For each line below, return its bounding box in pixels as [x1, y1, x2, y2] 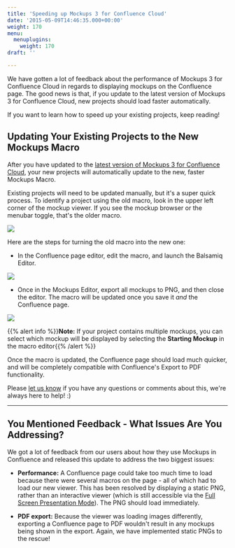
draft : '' [7, 50, 36, 57]
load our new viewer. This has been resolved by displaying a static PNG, [17, 484, 226, 492]
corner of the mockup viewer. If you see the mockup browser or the [7, 204, 203, 212]
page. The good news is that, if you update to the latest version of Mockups [7, 89, 226, 98]
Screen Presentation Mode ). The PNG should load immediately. [17, 498, 200, 507]
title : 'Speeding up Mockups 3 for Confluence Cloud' [7, 10, 168, 17]
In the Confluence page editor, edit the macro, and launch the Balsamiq [17, 251, 223, 260]
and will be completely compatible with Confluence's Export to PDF [7, 363, 201, 371]
